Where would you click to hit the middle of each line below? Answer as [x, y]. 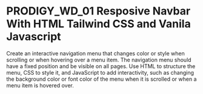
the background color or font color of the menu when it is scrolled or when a [101, 79]
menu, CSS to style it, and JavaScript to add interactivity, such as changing [100, 72]
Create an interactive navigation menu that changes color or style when [95, 53]
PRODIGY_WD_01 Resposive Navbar [98, 11]
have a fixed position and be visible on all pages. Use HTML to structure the [101, 66]
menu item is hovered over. [40, 85]
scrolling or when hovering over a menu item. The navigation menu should [99, 60]
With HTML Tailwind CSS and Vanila [98, 24]
